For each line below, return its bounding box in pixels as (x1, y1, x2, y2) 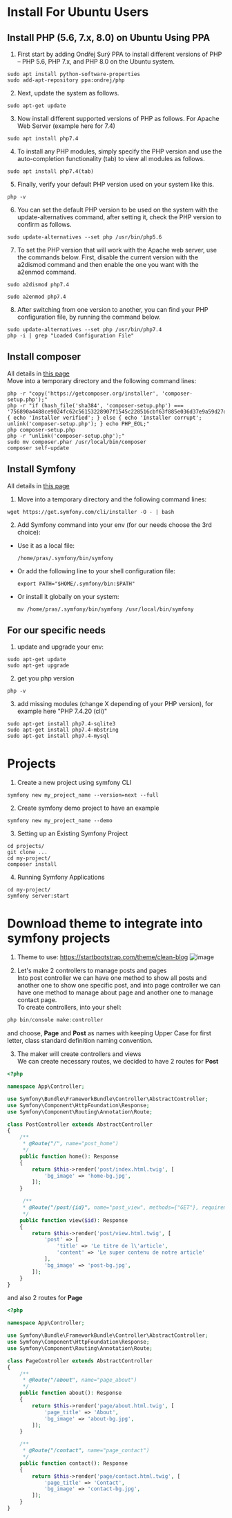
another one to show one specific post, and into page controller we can (17, 981, 221, 990)
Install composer (7, 351, 81, 363)
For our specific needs (7, 624, 106, 636)
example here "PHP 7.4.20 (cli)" (17, 707, 108, 716)
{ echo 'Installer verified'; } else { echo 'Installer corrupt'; (7, 414, 202, 421)
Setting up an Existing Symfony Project (17, 829, 128, 837)
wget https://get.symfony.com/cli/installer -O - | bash (7, 508, 175, 515)
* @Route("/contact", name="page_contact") (22, 1447, 150, 1454)
